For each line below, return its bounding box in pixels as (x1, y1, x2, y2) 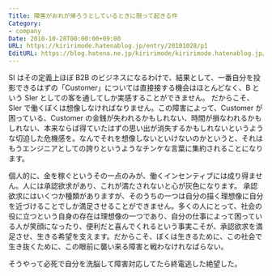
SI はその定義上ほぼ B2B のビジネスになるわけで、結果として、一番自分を (8, 73, 253, 82)
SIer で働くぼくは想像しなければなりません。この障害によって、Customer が (8, 103, 263, 113)
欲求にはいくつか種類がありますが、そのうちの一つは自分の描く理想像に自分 (8, 191, 264, 201)
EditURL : (8, 49, 38, 57)
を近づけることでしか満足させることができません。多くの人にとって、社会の (8, 202, 263, 210)
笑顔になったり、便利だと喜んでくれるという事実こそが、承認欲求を (29, 222, 257, 231)
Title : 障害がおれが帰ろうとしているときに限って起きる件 (8, 11, 178, 20)
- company (8, 27, 42, 35)
